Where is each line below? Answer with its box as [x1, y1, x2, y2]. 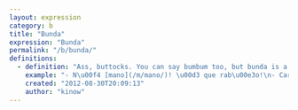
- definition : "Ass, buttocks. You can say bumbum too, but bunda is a [17, 63, 288, 72]
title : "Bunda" [9, 29, 66, 38]
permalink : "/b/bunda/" [9, 46, 98, 55]
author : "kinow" [25, 87, 86, 96]
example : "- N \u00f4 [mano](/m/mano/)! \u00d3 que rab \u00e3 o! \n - [25, 71, 276, 80]
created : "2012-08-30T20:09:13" [25, 79, 145, 88]
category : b [9, 21, 53, 30]
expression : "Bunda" [9, 37, 86, 47]
